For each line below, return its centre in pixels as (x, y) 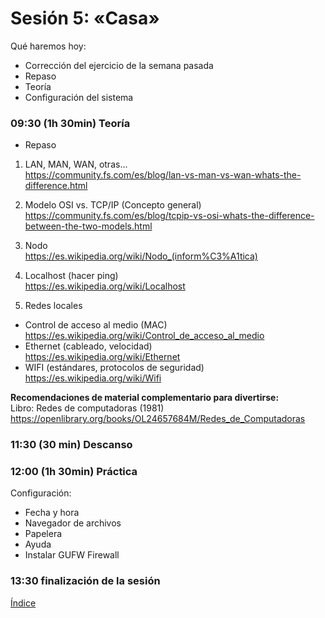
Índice (23, 603)
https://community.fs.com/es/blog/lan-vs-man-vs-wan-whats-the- (163, 175)
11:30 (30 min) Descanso (71, 445)
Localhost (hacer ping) (71, 276)
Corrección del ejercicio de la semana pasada (119, 65)
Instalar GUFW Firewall (72, 555)
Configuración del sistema (79, 97)
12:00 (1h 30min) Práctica (74, 472)
